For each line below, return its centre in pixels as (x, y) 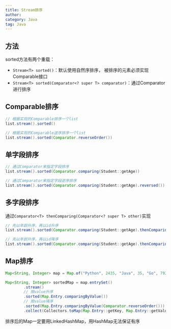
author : (13, 15)
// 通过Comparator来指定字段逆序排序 (41, 181)
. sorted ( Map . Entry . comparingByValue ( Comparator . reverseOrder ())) (94, 306)
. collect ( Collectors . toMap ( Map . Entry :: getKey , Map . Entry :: (88, 311)
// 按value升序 (38, 292)
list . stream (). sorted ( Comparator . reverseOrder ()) (59, 138)
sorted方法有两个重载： (30, 60)
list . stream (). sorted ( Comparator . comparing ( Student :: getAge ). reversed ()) (85, 185)
